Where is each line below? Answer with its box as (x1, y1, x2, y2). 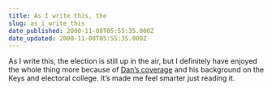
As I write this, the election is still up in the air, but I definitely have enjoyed (8, 56, 257, 66)
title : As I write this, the (8, 11, 107, 20)
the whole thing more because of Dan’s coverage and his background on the (8, 65, 265, 75)
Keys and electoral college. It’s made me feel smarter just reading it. (8, 73, 235, 83)
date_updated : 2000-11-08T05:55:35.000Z (8, 34, 148, 43)
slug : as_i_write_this (8, 19, 85, 27)
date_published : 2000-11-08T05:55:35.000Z (8, 27, 154, 35)
